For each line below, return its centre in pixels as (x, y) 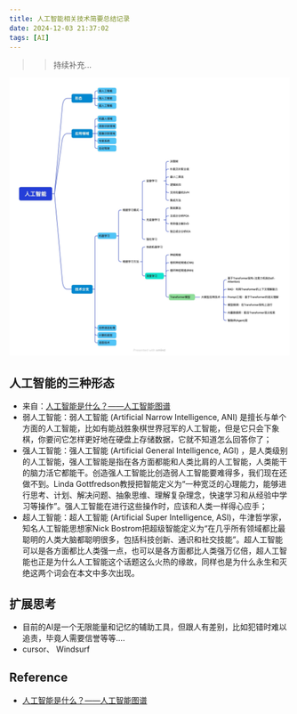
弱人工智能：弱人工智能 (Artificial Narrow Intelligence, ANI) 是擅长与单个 (154, 418)
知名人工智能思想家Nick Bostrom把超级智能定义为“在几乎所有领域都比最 (154, 529)
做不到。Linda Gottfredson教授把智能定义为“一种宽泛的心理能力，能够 (150, 484)
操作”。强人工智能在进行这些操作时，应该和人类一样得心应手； (153, 507)
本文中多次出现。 (108, 573)
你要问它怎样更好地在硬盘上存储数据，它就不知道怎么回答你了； (155, 440)
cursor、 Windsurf (56, 649)
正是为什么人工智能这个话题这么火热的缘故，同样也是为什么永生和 (159, 562)
